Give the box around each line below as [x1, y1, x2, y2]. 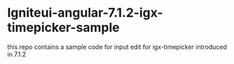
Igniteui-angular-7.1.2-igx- [7, 5, 163, 21]
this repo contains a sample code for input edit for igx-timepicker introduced [7, 42, 227, 51]
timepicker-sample [7, 19, 120, 35]
